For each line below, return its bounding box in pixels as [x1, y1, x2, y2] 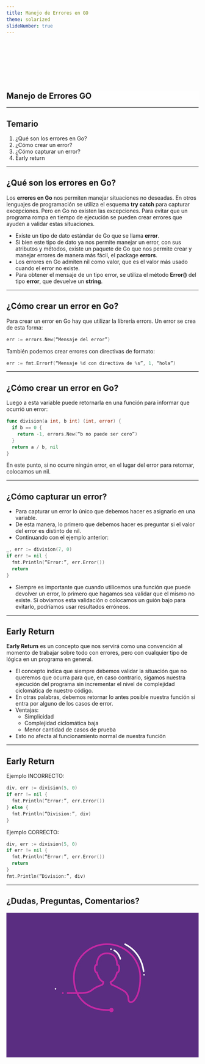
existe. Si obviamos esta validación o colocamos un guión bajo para [15, 596, 186, 603]
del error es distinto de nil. [15, 527, 81, 535]
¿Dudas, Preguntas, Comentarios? [6, 896, 140, 907]
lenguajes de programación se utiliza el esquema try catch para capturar [6, 200, 190, 208]
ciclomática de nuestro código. [15, 687, 93, 695]
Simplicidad [24, 713, 54, 720]
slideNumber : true [6, 23, 53, 29]
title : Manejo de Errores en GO [6, 10, 88, 16]
